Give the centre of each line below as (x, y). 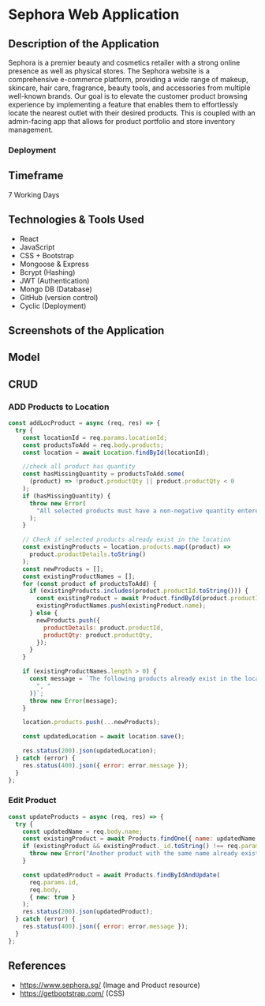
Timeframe (36, 176)
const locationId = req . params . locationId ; (95, 437)
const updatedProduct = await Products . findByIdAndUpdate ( (121, 875)
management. (31, 130)
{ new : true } (52, 897)
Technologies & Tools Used (76, 220)
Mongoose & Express (54, 264)
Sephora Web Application (94, 15)
